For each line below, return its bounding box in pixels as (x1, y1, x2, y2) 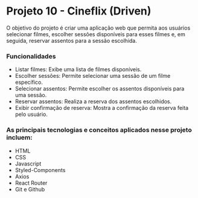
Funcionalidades (6, 52, 56, 60)
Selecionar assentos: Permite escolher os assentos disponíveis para (14, 85, 185, 92)
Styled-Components (14, 166, 66, 173)
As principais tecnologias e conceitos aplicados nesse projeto (6, 126, 192, 134)
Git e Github (14, 185, 45, 193)
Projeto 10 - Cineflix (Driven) (6, 4, 152, 18)
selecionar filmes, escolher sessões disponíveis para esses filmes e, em (6, 30, 185, 37)
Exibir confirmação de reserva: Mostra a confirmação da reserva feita (14, 104, 189, 112)
